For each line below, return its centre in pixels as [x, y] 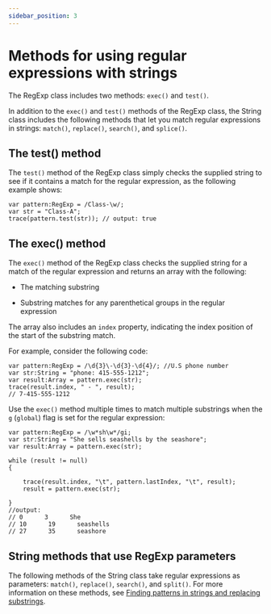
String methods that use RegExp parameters [122, 556]
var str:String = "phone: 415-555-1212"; [79, 373]
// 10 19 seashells [59, 524]
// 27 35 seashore [57, 532]
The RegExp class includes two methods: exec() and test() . [109, 95]
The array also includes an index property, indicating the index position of [131, 327]
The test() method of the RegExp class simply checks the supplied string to [135, 173]
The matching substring [60, 287]
